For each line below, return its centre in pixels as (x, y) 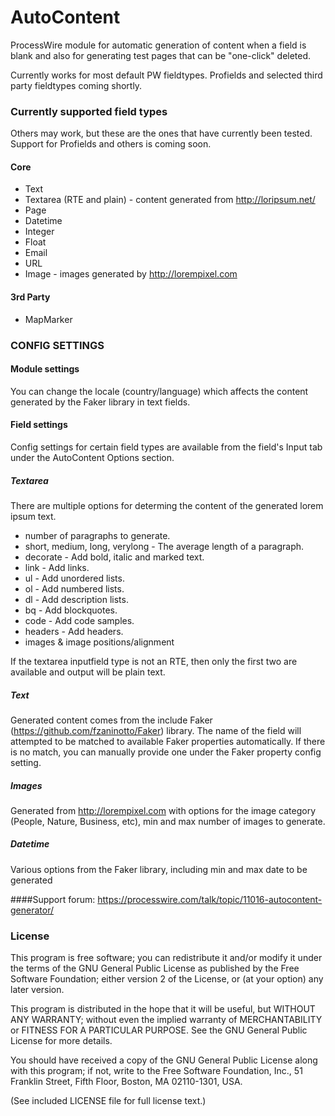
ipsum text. (33, 516)
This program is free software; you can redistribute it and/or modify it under (166, 958)
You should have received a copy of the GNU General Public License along (164, 1060)
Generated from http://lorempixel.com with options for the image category (163, 810)
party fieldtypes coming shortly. (76, 85)
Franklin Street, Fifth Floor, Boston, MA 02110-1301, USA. (126, 1082)
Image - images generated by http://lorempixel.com (131, 274)
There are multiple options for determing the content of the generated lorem (167, 505)
